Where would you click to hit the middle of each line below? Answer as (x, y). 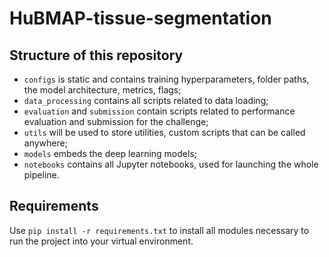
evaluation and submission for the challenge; (116, 121)
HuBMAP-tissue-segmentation (140, 18)
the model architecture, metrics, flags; (102, 90)
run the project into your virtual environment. (101, 241)
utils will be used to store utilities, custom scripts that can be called (164, 132)
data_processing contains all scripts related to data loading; (146, 100)
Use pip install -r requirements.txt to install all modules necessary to (159, 230)
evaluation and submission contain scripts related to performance (159, 111)
